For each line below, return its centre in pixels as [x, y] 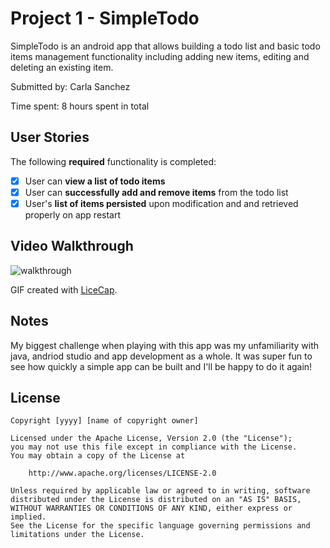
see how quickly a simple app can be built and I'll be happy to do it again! [161, 366]
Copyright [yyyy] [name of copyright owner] [104, 421]
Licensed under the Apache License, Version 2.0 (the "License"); [151, 438]
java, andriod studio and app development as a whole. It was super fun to [161, 356]
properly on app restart [73, 214]
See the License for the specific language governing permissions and [160, 526]
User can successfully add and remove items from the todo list [156, 192]
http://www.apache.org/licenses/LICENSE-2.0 [122, 473]
